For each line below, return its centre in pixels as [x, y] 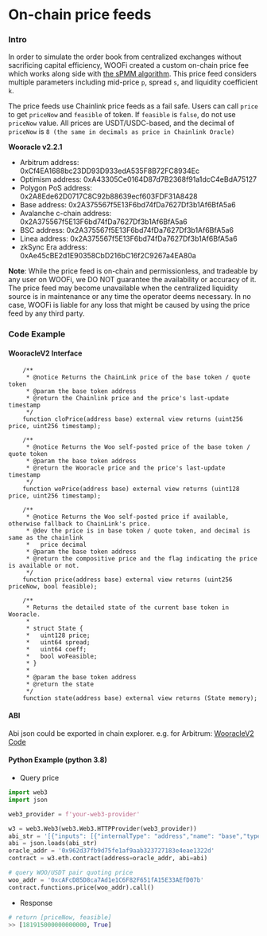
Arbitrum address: [49, 163]
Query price [39, 778]
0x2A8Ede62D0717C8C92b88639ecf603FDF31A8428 [108, 196]
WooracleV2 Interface [45, 353]
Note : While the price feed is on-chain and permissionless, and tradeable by [133, 271]
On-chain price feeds [80, 15]
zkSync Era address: [53, 247]
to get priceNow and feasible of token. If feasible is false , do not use [122, 115]
